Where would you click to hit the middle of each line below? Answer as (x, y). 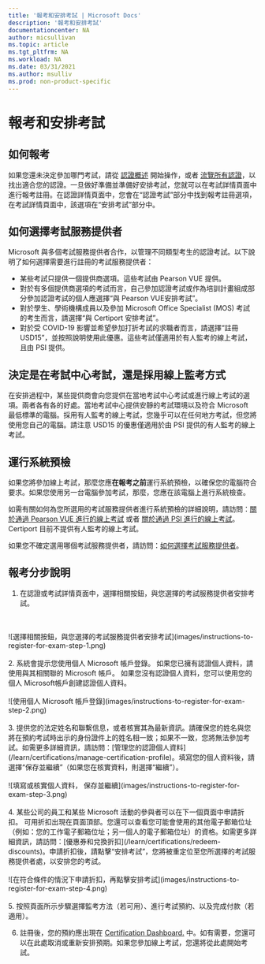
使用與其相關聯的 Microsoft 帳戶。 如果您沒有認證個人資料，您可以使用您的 (130, 673)
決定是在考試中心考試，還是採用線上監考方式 (117, 375)
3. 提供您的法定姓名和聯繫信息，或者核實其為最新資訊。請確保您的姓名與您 (130, 728)
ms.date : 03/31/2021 (42, 67)
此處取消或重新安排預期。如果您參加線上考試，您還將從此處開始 (137, 942)
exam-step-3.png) (38, 794)
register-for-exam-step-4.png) (58, 888)
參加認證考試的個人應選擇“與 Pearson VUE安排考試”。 (114, 298)
